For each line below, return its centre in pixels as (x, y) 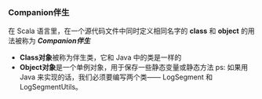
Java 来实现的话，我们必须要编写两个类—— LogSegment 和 (116, 77)
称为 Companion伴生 (56, 41)
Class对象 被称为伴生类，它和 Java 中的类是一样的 (100, 57)
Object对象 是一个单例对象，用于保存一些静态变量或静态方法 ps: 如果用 (134, 68)
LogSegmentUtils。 (51, 87)
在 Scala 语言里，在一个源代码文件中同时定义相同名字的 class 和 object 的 (128, 31)
